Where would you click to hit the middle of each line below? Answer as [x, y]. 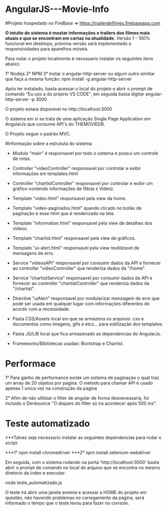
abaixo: [13, 64]
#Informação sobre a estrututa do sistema [49, 143]
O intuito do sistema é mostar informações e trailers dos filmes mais [78, 33]
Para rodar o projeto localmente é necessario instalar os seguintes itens [79, 58]
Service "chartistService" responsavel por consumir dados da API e [82, 278]
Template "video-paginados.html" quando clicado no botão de [77, 208]
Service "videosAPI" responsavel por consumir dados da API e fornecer [87, 263]
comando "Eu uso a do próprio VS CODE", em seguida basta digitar [75, 94]
